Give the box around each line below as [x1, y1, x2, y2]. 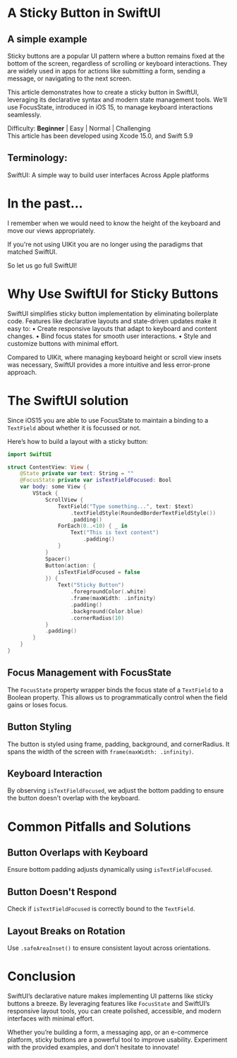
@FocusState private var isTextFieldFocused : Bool [20, 476, 172, 484]
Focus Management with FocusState [7, 667, 171, 679]
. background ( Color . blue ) [70, 608, 143, 615]
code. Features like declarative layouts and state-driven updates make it [7, 316, 217, 325]
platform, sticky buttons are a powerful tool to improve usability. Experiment [7, 1035, 228, 1044]
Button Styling [7, 721, 72, 733]
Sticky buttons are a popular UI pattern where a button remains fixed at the [7, 52, 225, 60]
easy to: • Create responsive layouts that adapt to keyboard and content [7, 324, 217, 332]
